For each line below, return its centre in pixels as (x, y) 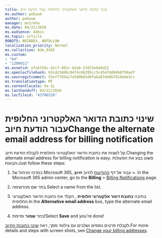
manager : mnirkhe (22, 23)
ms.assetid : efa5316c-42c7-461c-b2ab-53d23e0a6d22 (57, 68)
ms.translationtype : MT (29, 81)
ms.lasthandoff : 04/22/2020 (33, 90)
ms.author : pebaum (23, 14)
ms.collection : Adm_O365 (30, 50)
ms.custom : (16, 54)
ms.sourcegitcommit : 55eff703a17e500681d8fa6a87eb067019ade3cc (70, 77)
